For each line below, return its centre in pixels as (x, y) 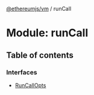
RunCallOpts (30, 85)
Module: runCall (47, 33)
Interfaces (22, 72)
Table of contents (40, 55)
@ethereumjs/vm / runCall (39, 9)
